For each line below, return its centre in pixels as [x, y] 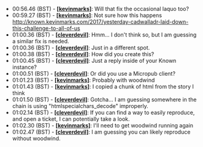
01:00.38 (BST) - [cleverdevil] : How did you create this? [83, 54]
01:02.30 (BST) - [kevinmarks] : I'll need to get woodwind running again [103, 125]
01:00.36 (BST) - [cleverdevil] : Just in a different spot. [81, 48]
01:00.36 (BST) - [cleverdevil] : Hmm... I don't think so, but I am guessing [104, 35]
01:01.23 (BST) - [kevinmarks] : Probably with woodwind [83, 80]
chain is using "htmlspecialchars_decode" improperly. [80, 106]
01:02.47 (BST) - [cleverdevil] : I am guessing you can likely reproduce [101, 132]
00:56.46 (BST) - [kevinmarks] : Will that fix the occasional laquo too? [100, 9]
